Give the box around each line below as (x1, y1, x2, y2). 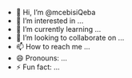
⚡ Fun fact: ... (15, 62, 60, 72)
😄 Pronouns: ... (15, 53, 68, 63)
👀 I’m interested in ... (15, 16, 84, 25)
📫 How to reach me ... (15, 42, 90, 51)
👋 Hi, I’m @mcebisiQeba (15, 8, 96, 17)
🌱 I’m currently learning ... (15, 25, 102, 33)
